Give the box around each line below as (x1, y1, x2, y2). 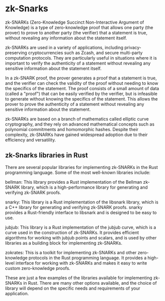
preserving (5, 50, 27, 56)
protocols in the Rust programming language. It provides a (29, 255, 147, 261)
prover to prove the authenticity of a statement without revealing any (5, 101, 144, 107)
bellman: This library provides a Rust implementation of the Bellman (5, 179, 142, 185)
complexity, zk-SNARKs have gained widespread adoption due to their (5, 132, 148, 137)
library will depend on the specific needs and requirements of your (5, 285, 140, 291)
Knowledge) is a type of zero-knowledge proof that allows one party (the (5, 24, 154, 30)
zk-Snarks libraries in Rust (5, 151, 88, 160)
